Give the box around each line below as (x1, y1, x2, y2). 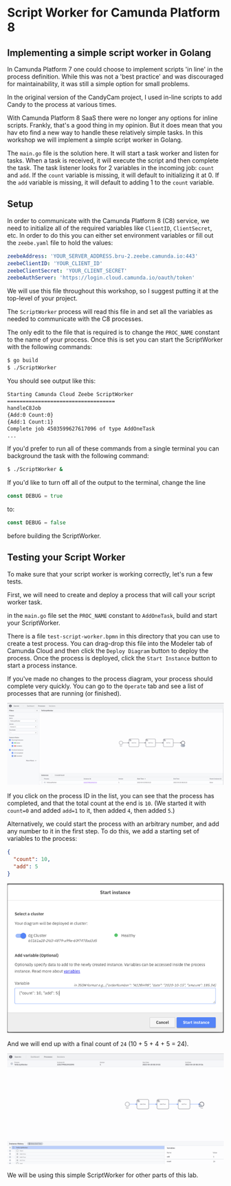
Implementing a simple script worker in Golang (7, 47, 212, 59)
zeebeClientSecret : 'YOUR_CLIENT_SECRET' (7, 267, 128, 274)
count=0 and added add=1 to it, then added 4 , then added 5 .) (7, 807, 175, 815)
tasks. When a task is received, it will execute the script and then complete (7, 156, 219, 165)
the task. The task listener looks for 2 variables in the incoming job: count (7, 164, 214, 171)
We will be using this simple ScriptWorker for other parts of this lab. (7, 1171, 199, 1179)
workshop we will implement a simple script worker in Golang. (7, 136, 183, 144)
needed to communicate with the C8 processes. (7, 315, 143, 323)
